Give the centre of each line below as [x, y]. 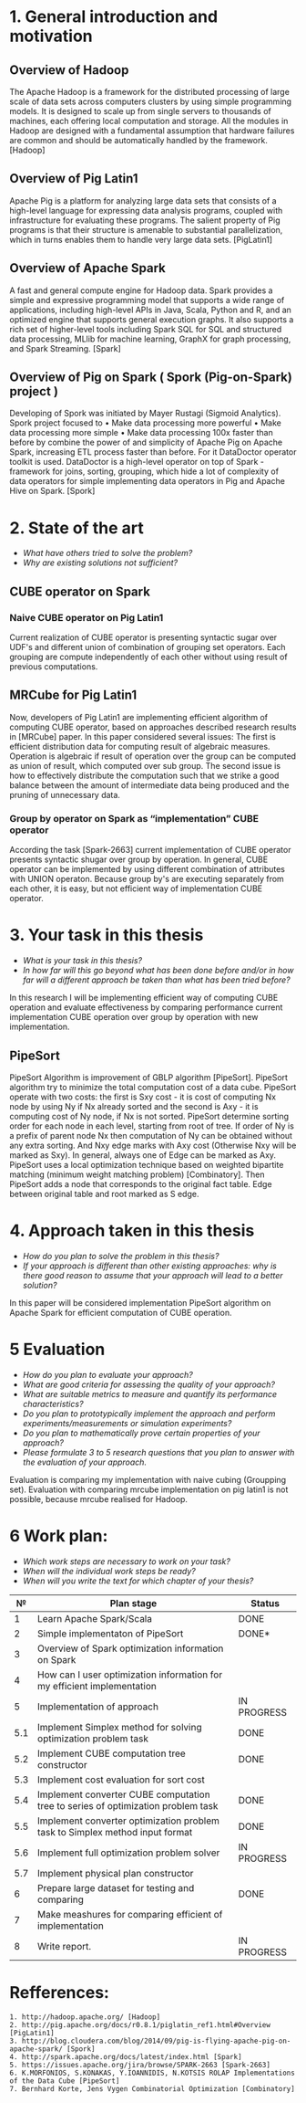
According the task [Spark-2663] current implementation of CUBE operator [150, 850]
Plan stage [133, 1603]
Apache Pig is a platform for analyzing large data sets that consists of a [143, 200]
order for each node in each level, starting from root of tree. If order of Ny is [152, 1126]
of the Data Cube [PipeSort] [65, 2081]
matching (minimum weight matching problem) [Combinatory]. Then [137, 1174]
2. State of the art [76, 528]
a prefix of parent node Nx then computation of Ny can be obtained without [151, 1135]
